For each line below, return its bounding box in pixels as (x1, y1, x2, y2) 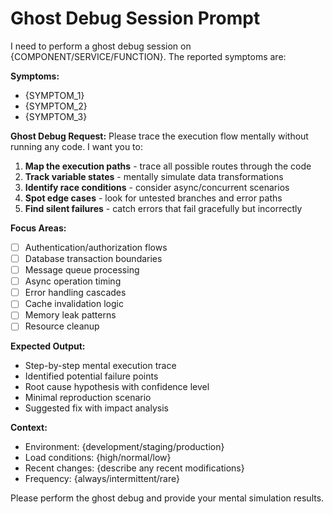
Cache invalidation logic (24, 298, 124, 310)
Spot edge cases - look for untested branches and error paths (24, 192, 283, 204)
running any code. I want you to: (10, 140, 143, 152)
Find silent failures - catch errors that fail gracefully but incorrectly (24, 202, 303, 214)
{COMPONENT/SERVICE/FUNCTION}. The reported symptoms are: (10, 50, 287, 62)
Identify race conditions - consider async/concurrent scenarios (24, 181, 290, 193)
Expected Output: (10, 340, 86, 352)
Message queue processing (24, 264, 140, 276)
